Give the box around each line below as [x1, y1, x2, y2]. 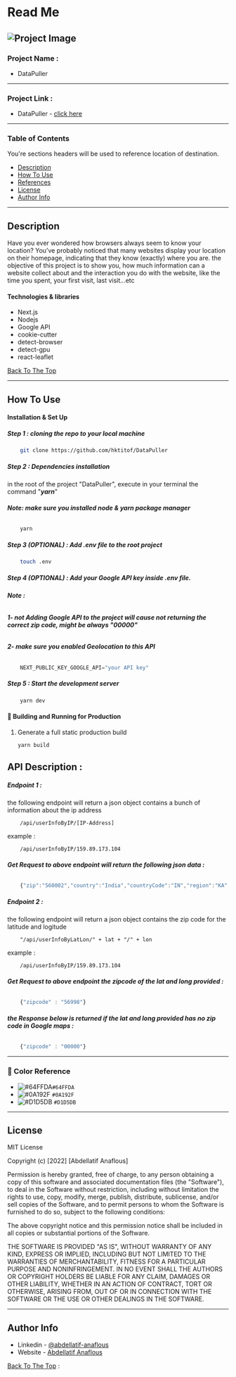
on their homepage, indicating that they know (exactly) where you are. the [7, 254, 221, 263]
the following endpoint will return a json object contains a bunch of [7, 798, 201, 807]
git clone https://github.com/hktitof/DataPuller [20, 447, 169, 454]
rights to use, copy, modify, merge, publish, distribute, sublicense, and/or [7, 1193, 219, 1201]
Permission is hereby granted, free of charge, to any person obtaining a [7, 1170, 214, 1179]
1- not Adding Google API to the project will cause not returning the [7, 613, 207, 622]
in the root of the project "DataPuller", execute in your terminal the [7, 480, 199, 489]
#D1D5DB [53, 1099, 77, 1106]
